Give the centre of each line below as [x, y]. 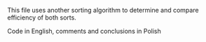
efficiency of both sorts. [42, 17]
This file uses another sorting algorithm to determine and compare [103, 10]
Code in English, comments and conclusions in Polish [84, 31]
